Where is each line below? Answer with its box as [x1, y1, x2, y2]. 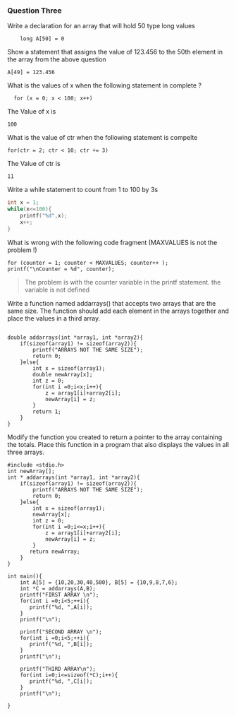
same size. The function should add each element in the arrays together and [7, 306, 229, 315]
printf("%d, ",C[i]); [29, 677, 93, 685]
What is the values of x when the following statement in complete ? [7, 81, 202, 90]
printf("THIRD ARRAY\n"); [20, 665, 97, 672]
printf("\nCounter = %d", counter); [7, 265, 115, 273]
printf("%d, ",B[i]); [29, 640, 93, 648]
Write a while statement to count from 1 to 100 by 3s [7, 186, 159, 194]
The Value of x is [7, 107, 56, 116]
